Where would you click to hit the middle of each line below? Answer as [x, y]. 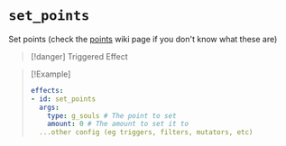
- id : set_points [63, 99]
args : [49, 107]
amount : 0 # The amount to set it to [118, 124]
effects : [47, 90]
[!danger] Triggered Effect [79, 56]
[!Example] [51, 74]
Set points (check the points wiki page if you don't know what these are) [143, 39]
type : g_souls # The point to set [112, 115]
